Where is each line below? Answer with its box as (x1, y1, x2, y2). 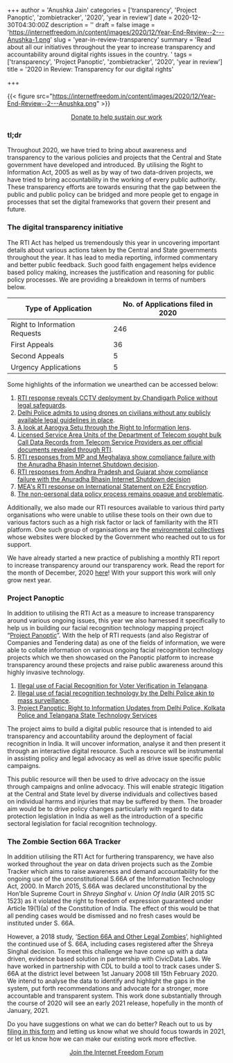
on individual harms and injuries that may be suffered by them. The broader (7, 797, 223, 806)
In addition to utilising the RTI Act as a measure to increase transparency (7, 609, 215, 617)
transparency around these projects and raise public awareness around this (7, 660, 223, 669)
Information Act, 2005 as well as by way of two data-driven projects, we (7, 168, 214, 177)
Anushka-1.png (7, 35, 51, 44)
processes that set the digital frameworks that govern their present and (7, 198, 211, 206)
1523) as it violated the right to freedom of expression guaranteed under (7, 897, 214, 905)
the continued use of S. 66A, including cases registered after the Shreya (7, 940, 214, 948)
